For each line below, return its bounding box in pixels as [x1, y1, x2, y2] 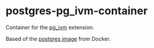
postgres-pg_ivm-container [5, 4, 148, 18]
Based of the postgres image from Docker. [5, 35, 111, 42]
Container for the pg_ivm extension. [5, 24, 94, 31]
